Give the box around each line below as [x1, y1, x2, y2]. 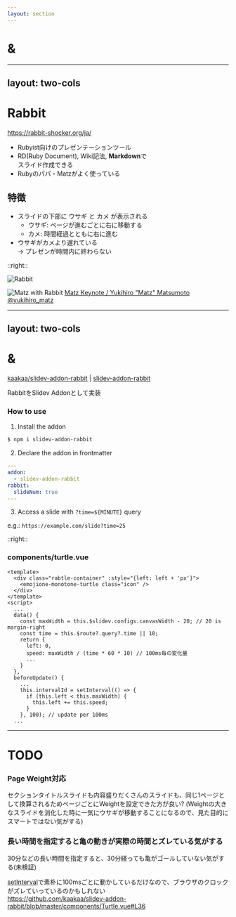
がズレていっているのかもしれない [7, 886, 106, 895]
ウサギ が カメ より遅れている [17, 238, 98, 247]
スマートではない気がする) [7, 817, 84, 826]
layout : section [7, 10, 55, 18]
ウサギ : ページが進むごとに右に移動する [27, 221, 143, 229]
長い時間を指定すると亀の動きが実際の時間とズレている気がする [7, 837, 223, 847]
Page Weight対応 [7, 774, 67, 783]
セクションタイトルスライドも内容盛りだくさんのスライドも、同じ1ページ [7, 791, 219, 800]
